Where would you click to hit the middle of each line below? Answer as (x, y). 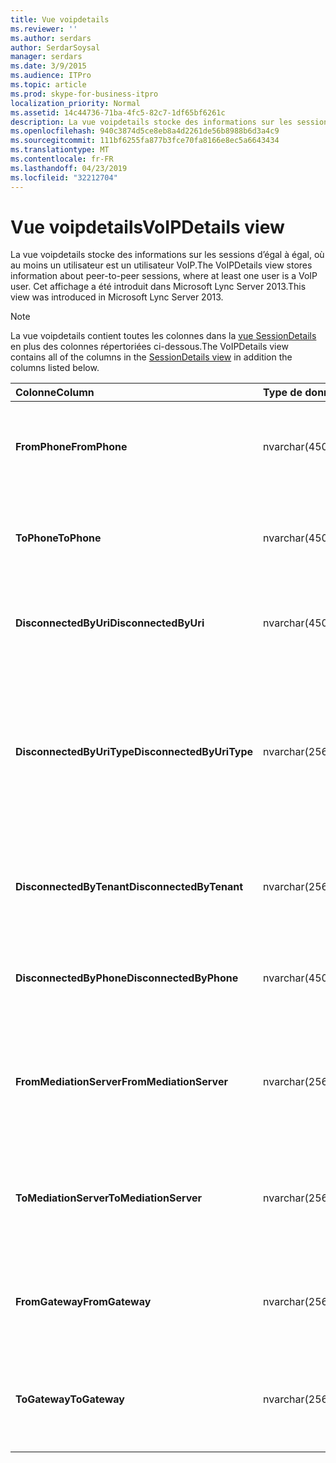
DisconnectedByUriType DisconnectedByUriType (134, 752)
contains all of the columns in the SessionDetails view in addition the (151, 357)
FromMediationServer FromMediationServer (121, 1082)
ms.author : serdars (51, 38)
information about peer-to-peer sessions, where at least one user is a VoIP (164, 276)
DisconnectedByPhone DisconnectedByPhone (127, 978)
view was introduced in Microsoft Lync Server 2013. (117, 297)
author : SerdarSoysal (55, 47)
